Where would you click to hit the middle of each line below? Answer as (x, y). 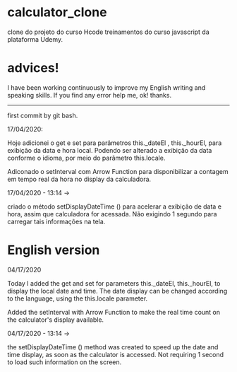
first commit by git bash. (43, 115)
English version (54, 250)
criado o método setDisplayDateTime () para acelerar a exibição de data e (115, 207)
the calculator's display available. (56, 320)
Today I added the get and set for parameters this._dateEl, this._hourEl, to (114, 283)
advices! (33, 68)
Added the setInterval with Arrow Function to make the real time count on (114, 312)
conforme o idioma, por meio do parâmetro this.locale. (86, 158)
